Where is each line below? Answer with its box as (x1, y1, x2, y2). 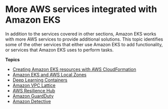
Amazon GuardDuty (12, 93, 54, 99)
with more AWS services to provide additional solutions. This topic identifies (5, 36, 163, 42)
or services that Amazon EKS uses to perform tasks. (5, 47, 114, 53)
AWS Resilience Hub (12, 87, 55, 93)
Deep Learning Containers (12, 77, 68, 83)
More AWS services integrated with (5, 4, 157, 15)
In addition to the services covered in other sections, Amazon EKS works (5, 31, 156, 37)
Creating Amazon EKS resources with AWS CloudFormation (12, 66, 136, 72)
